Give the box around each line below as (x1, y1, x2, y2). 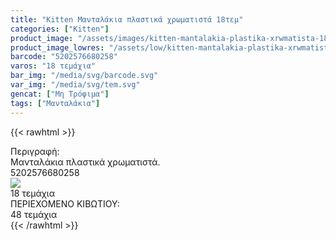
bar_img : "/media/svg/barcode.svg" (10, 71, 159, 81)
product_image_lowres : (10, 42, 105, 53)
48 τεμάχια (10, 208, 58, 220)
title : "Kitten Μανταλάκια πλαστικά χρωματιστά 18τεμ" (10, 14, 244, 25)
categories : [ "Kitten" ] (10, 24, 110, 34)
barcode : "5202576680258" (10, 52, 118, 62)
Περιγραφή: (10, 145, 60, 157)
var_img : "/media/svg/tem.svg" (10, 80, 141, 90)
